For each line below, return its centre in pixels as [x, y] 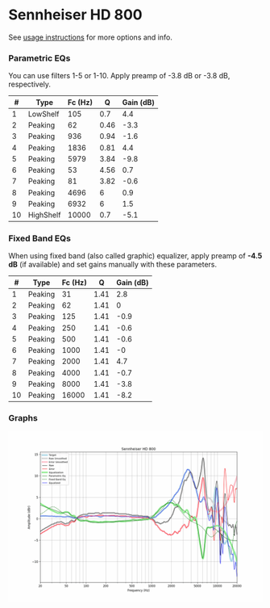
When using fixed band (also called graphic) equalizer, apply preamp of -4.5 [135, 256]
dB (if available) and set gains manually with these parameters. [113, 265]
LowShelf [44, 114]
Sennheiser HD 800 [75, 15]
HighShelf [44, 215]
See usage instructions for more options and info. [91, 37]
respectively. [29, 84]
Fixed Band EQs [39, 238]
